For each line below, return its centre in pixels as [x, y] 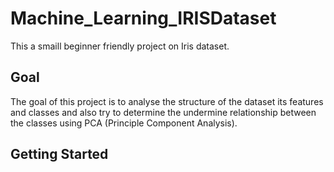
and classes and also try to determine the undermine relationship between [163, 112]
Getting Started [59, 154]
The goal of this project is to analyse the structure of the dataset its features [167, 101]
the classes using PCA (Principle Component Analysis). [124, 123]
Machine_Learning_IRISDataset [143, 18]
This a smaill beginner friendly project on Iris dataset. [120, 46]
